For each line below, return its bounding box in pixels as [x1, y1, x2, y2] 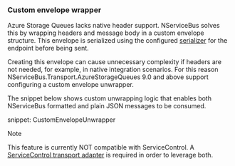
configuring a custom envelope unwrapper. [7, 81, 134, 89]
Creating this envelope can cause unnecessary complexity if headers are [7, 58, 222, 66]
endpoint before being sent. [7, 44, 89, 53]
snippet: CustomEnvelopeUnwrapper [7, 115, 116, 124]
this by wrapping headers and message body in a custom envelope [7, 28, 204, 37]
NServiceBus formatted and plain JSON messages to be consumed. [7, 102, 207, 110]
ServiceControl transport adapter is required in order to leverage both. [7, 151, 214, 160]
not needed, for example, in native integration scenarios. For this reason [7, 66, 219, 74]
